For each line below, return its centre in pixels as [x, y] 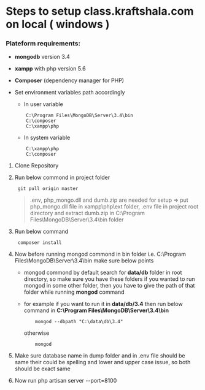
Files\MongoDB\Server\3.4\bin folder [77, 220]
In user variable [44, 104]
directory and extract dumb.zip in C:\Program [87, 213]
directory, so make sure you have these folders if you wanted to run [109, 279]
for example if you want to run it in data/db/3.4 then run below [103, 304]
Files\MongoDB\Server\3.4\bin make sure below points [84, 261]
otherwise [37, 333]
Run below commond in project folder [62, 178]
